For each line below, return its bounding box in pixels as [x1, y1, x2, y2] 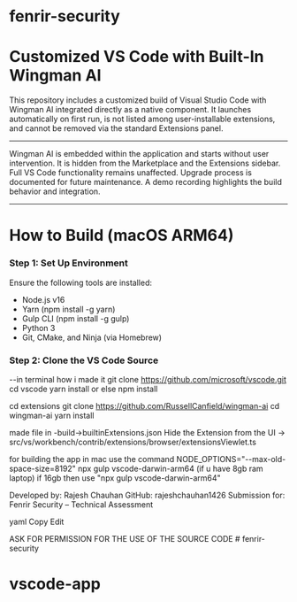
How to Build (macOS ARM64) [9, 226, 234, 245]
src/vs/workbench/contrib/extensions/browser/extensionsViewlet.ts [9, 436, 256, 447]
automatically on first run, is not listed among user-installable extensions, [9, 113, 276, 125]
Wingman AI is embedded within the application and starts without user [9, 149, 270, 159]
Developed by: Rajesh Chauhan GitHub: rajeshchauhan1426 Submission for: [9, 490, 286, 500]
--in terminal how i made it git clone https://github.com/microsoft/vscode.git [9, 374, 287, 384]
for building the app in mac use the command [9, 453, 175, 464]
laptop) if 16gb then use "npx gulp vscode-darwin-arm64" [9, 472, 221, 483]
